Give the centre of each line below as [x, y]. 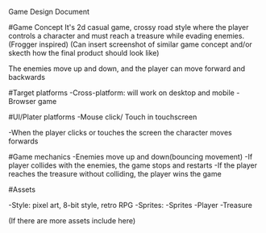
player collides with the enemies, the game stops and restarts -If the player [133, 165]
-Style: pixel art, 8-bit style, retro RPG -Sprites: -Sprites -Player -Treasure [130, 205]
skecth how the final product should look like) [84, 53]
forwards [23, 141]
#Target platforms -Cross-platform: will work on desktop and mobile [122, 93]
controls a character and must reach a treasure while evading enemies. [126, 36]
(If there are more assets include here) [72, 221]
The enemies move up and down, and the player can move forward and [127, 69]
